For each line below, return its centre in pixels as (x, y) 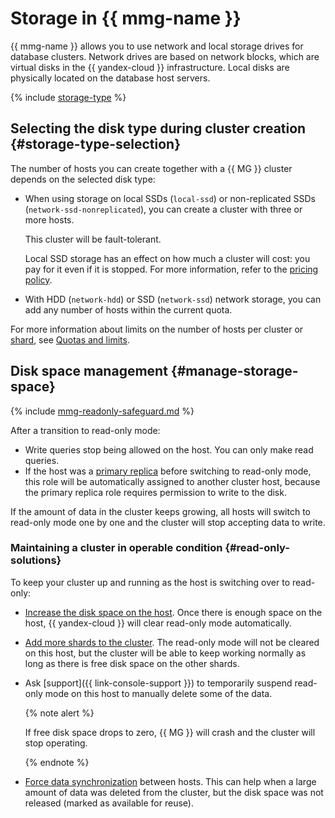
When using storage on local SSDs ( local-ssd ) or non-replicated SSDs (170, 198)
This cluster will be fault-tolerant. (93, 239)
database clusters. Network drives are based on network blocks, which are (165, 56)
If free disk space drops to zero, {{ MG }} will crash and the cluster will (170, 732)
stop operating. (56, 743)
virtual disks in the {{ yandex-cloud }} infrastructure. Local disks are (150, 67)
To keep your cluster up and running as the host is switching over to (150, 582)
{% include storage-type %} (68, 97)
